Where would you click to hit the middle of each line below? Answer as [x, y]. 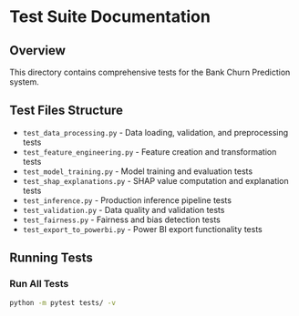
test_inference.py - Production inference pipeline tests [127, 200]
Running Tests [51, 258]
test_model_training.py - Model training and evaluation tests [138, 171]
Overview [38, 51]
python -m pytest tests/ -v [63, 302]
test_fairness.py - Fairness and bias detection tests [122, 219]
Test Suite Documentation [110, 17]
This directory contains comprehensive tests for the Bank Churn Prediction [150, 72]
